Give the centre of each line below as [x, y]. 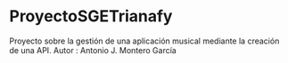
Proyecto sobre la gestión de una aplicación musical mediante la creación [144, 41]
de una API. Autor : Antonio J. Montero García [93, 50]
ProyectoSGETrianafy [91, 16]
